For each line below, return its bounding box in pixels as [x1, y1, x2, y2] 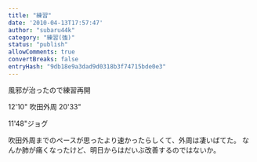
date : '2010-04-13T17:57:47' [8, 19, 103, 27]
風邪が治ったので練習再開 [8, 85, 91, 94]
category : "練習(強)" [8, 33, 75, 42]
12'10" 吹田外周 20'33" [8, 101, 81, 111]
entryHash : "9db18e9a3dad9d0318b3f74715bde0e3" [8, 63, 167, 71]
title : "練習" [8, 11, 52, 20]
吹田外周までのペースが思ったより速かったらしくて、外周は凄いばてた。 [8, 135, 241, 145]
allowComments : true [8, 48, 76, 56]
